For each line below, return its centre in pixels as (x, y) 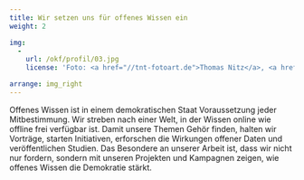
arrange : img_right (46, 84)
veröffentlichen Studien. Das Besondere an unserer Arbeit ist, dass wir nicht (151, 148)
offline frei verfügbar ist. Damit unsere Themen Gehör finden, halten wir (143, 128)
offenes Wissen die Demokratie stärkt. (81, 167)
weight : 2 (28, 26)
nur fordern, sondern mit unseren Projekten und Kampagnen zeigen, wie (144, 157)
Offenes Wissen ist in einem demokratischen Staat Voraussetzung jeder (143, 109)
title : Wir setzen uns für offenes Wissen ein (99, 18)
